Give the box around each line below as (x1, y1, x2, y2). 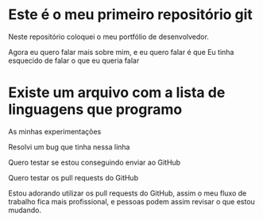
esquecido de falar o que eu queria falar (8, 56, 140, 65)
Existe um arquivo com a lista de (8, 83, 226, 102)
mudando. (8, 205, 42, 215)
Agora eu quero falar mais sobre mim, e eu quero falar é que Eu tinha (8, 47, 234, 56)
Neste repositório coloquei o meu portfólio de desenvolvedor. (8, 32, 209, 41)
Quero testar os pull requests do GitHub (8, 173, 139, 182)
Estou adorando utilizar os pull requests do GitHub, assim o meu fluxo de (8, 188, 247, 198)
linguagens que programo (8, 101, 183, 118)
